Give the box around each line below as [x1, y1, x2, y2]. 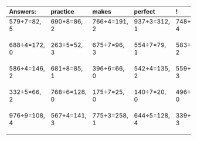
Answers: [9, 8, 36, 15]
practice [50, 8, 74, 15]
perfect [134, 8, 155, 15]
